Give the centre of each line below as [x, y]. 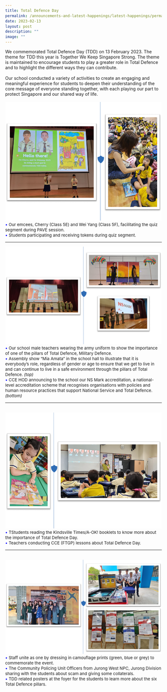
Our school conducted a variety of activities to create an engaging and [78, 78]
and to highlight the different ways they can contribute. [61, 68]
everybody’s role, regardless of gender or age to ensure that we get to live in [80, 364]
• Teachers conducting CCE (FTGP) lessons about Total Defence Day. [73, 543]
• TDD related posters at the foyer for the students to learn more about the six [81, 679]
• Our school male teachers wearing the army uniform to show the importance [82, 348]
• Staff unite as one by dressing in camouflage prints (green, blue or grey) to [80, 658]
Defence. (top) [19, 375]
